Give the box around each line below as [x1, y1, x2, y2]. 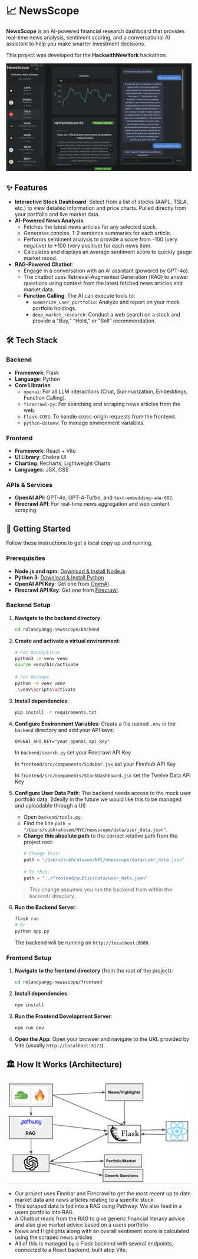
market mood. [23, 255, 58, 262]
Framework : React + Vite [14, 447, 76, 454]
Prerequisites [6, 554, 45, 562]
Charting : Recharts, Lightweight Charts [14, 460, 111, 467]
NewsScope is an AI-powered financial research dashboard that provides [6, 27, 185, 35]
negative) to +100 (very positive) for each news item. [23, 242, 152, 249]
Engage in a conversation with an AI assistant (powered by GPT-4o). [23, 267, 190, 274]
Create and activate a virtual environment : [14, 637, 121, 644]
